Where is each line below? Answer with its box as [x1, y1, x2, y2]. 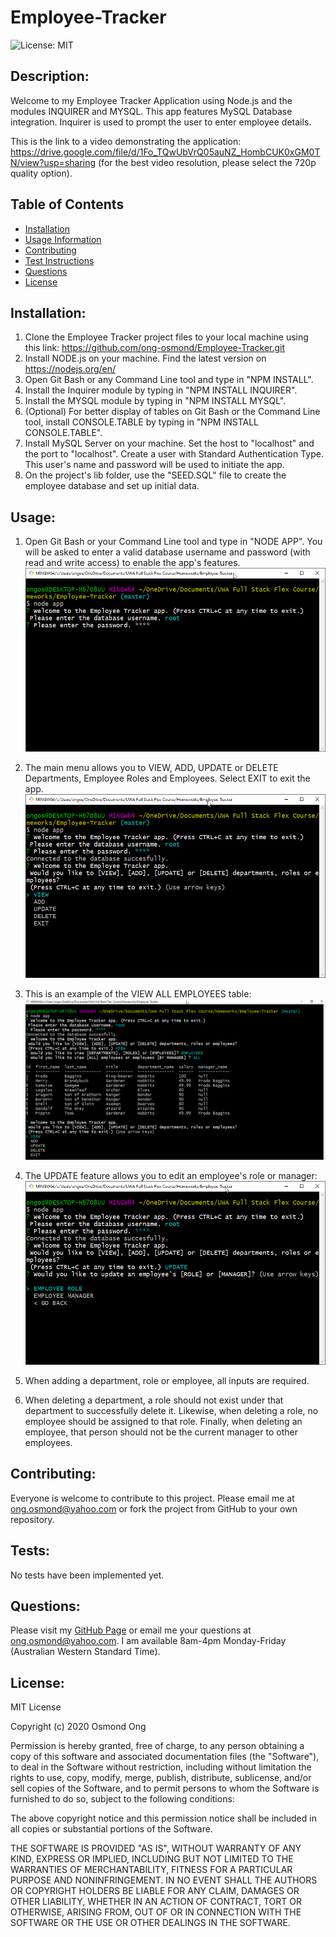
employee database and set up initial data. [24, 480, 200, 492]
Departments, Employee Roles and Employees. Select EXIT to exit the [24, 772, 311, 785]
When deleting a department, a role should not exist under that [24, 1394, 284, 1406]
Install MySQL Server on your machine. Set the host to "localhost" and [24, 437, 315, 450]
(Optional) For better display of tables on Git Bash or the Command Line [24, 406, 321, 418]
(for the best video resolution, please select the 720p [98, 156, 317, 168]
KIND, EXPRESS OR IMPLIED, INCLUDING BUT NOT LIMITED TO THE [10, 1853, 294, 1865]
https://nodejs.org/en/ [24, 363, 117, 375]
